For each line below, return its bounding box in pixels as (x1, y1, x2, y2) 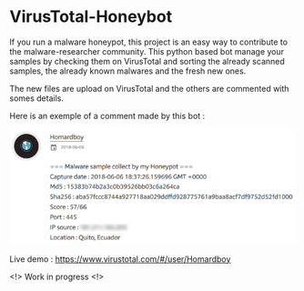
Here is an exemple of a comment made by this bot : (9, 110, 206, 121)
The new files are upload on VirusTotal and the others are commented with (9, 83, 289, 94)
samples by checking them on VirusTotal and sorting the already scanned (9, 55, 285, 66)
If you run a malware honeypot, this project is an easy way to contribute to (9, 36, 289, 47)
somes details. (9, 93, 64, 104)
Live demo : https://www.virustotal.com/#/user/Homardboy (9, 253, 231, 265)
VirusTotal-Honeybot (9, 6, 173, 27)
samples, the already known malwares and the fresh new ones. (9, 65, 247, 76)
